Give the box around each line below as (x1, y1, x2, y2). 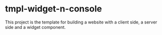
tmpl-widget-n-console (5, 3, 102, 14)
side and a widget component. (5, 24, 66, 30)
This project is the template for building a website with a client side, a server (5, 19, 158, 25)
